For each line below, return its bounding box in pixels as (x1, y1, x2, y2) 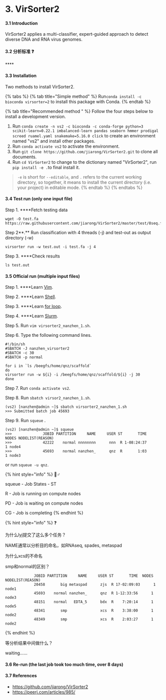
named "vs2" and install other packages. (12, 138, 95, 144)
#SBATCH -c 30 (5, 351, 35, 356)
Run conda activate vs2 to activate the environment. (12, 143, 120, 149)
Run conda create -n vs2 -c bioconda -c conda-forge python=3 (12, 123, 144, 129)
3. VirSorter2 (5, 3, 60, 15)
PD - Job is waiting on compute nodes (5, 500, 83, 507)
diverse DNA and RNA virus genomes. (5, 36, 83, 43)
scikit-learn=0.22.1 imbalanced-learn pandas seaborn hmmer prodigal (12, 128, 159, 133)
